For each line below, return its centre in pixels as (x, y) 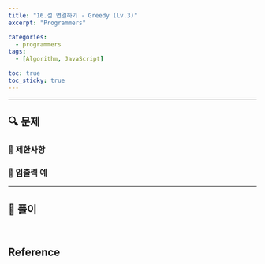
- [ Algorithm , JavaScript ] (60, 59)
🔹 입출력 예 (28, 173)
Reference (34, 252)
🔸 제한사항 (27, 150)
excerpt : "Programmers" (47, 23)
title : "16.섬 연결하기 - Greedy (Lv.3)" (73, 15)
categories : (28, 37)
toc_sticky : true (37, 80)
